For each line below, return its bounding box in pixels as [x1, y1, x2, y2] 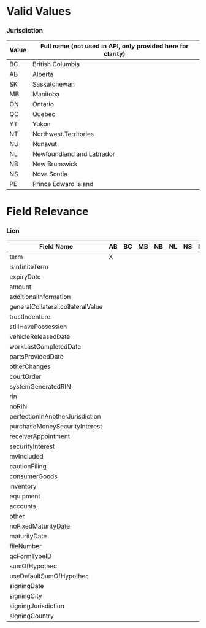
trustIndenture [9, 312, 51, 320]
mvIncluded [9, 452, 44, 460]
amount [9, 282, 32, 291]
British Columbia [32, 60, 80, 69]
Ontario [32, 100, 54, 109]
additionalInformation [9, 292, 71, 301]
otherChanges [9, 362, 51, 371]
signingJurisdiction [9, 602, 64, 610]
